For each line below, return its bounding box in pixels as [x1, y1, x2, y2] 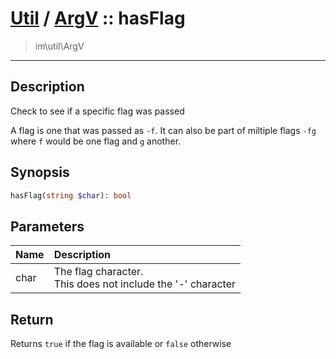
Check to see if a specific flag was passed [10, 105, 185, 117]
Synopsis [10, 164, 70, 181]
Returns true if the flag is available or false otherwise [10, 338, 232, 350]
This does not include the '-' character [53, 277, 237, 291]
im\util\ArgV [34, 40, 85, 52]
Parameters [10, 218, 85, 235]
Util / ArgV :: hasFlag [10, 7, 186, 30]
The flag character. [53, 265, 144, 279]
